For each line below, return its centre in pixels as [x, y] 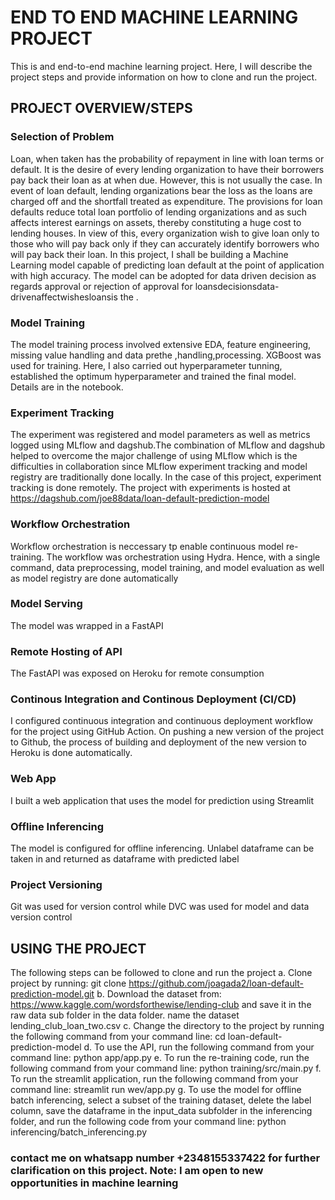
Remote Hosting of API [66, 651]
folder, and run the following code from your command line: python [148, 1122]
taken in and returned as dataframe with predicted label [125, 859]
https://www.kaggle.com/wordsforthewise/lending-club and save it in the [161, 1005]
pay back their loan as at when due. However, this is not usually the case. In [166, 180]
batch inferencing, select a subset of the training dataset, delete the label [161, 1100]
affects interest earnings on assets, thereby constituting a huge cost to [156, 222]
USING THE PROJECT [78, 948]
